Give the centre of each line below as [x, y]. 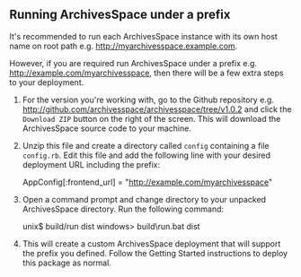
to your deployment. [47, 82]
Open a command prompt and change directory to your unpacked [144, 199]
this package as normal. [67, 263]
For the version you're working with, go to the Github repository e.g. [148, 100]
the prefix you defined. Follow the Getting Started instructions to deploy [155, 253]
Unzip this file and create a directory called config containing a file [146, 145]
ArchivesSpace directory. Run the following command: [123, 209]
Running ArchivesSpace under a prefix [120, 15]
